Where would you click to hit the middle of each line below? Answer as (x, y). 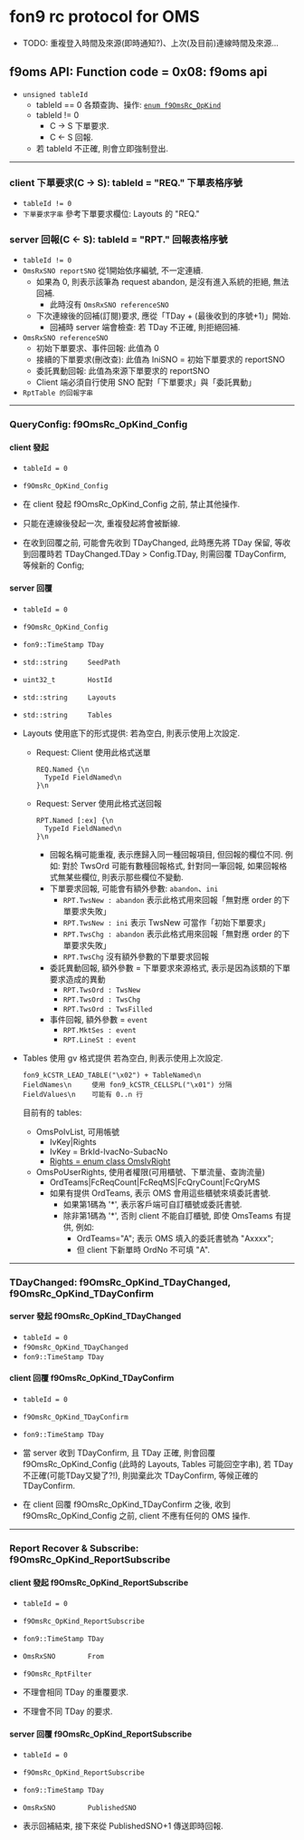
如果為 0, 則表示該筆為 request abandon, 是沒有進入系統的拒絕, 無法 (162, 282)
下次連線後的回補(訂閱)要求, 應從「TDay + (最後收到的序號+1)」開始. (163, 316)
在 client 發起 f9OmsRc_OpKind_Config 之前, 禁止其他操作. (131, 504)
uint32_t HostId (67, 680)
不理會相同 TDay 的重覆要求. (76, 1692)
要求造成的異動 (77, 979)
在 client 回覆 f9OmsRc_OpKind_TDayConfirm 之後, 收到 (126, 1504)
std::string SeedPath (71, 662)
